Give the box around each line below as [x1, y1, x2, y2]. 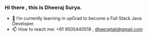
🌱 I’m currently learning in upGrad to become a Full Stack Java [12, 15, 142, 21]
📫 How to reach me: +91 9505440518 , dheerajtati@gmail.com [12, 26, 143, 32]
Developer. [12, 20, 35, 26]
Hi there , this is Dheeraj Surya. [5, 4, 82, 11]
